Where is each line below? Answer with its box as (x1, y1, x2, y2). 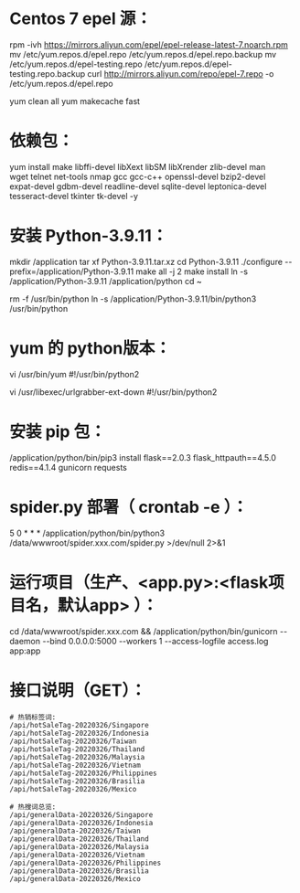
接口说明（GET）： (9, 680, 146, 700)
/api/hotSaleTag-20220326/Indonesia (9, 728, 149, 738)
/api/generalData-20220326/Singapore (9, 810, 154, 819)
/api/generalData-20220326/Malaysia (9, 842, 149, 851)
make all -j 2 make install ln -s (135, 266, 249, 277)
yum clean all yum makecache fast (9, 95, 140, 106)
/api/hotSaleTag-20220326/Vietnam (9, 760, 142, 770)
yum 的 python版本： (9, 338, 171, 358)
